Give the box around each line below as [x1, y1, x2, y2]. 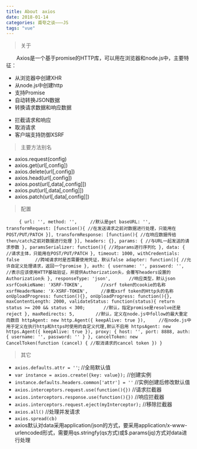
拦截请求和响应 [14, 116, 51, 124]
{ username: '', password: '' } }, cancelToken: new [6, 334, 138, 340]
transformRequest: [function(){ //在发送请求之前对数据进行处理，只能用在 [6, 225, 176, 232]
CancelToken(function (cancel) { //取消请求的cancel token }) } [6, 340, 163, 346]
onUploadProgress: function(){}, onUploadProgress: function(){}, [6, 293, 172, 300]
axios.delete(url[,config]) [14, 168, 75, 175]
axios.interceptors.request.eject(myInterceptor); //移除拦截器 [14, 401, 172, 408]
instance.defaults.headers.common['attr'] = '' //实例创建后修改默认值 [14, 379, 190, 386]
